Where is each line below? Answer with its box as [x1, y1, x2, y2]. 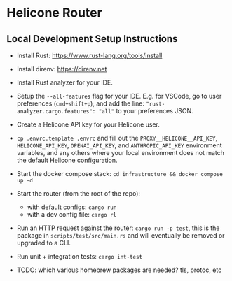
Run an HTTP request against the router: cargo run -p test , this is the [16, 224, 220, 232]
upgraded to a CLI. [16, 239, 71, 247]
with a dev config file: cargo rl [27, 210, 117, 218]
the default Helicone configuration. [16, 156, 118, 164]
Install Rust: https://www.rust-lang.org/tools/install [16, 51, 163, 59]
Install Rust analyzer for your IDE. [16, 78, 114, 87]
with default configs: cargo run [27, 203, 117, 211]
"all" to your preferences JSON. [98, 107, 193, 115]
